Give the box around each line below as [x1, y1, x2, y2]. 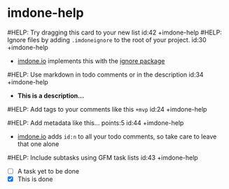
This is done [17, 175, 53, 183]
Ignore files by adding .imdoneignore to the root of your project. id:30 [7, 35, 207, 44]
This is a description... [17, 91, 85, 100]
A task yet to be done [17, 167, 80, 175]
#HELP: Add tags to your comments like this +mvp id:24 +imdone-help [7, 105, 207, 113]
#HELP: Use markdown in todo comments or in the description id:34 [7, 70, 204, 79]
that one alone [17, 139, 60, 148]
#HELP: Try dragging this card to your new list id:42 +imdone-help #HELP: [7, 28, 222, 37]
